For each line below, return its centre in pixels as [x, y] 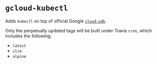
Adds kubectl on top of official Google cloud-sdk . [56, 21]
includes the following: [28, 36]
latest [19, 46]
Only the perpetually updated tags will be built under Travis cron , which [79, 30]
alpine [19, 56]
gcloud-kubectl [37, 8]
